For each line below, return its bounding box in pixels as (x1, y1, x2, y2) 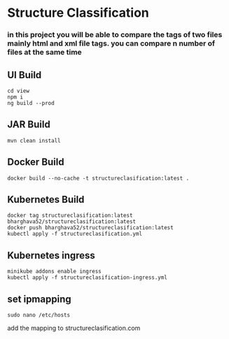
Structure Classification (7, 5, 149, 21)
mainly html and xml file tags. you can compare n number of (7, 38, 216, 48)
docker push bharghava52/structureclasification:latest (7, 224, 174, 231)
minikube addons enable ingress (7, 268, 102, 275)
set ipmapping (7, 293, 71, 305)
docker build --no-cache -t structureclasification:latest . (7, 175, 190, 182)
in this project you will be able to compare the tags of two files (7, 30, 223, 40)
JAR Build (7, 119, 50, 131)
